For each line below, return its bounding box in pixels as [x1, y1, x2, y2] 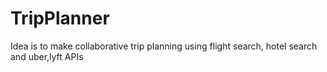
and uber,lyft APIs [10, 50, 84, 62]
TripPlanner [10, 7, 110, 30]
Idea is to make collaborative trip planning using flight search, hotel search [10, 40, 318, 52]
